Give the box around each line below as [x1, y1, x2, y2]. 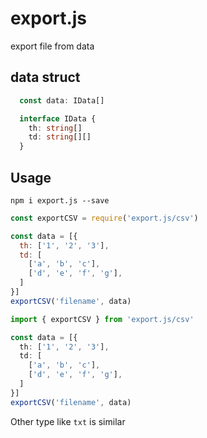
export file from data [10, 40, 95, 52]
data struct [10, 69, 81, 86]
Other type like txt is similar [10, 415, 126, 427]
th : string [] [28, 123, 83, 133]
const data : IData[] [19, 95, 105, 106]
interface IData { [19, 113, 97, 124]
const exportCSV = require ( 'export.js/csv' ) [10, 213, 199, 223]
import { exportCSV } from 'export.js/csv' [10, 314, 195, 324]
